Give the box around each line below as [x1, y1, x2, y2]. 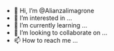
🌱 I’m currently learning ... [13, 21, 88, 29]
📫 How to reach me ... [13, 37, 78, 44]
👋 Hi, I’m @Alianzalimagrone [13, 7, 95, 14]
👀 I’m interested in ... [13, 14, 73, 22]
